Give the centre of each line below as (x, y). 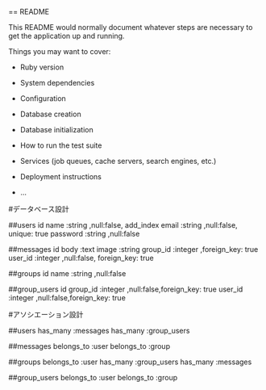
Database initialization (57, 130)
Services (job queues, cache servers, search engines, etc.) (118, 161)
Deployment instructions (61, 176)
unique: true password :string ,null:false (74, 234)
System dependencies (57, 83)
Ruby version (42, 67)
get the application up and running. (66, 36)
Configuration (43, 99)
